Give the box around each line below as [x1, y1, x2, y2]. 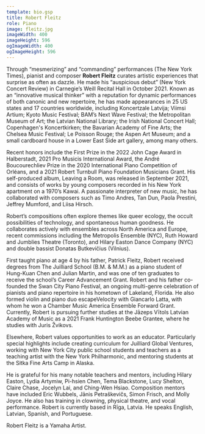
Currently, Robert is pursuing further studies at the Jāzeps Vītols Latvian [6, 308, 189, 316]
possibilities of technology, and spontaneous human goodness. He [6, 219, 174, 226]
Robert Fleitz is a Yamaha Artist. [6, 422, 87, 429]
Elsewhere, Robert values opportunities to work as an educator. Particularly [6, 333, 196, 341]
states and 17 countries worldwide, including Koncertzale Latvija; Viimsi [6, 104, 186, 112]
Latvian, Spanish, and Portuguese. [6, 410, 93, 417]
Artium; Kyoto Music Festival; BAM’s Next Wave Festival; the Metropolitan [6, 110, 191, 118]
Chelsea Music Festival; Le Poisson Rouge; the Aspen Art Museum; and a [6, 130, 191, 137]
